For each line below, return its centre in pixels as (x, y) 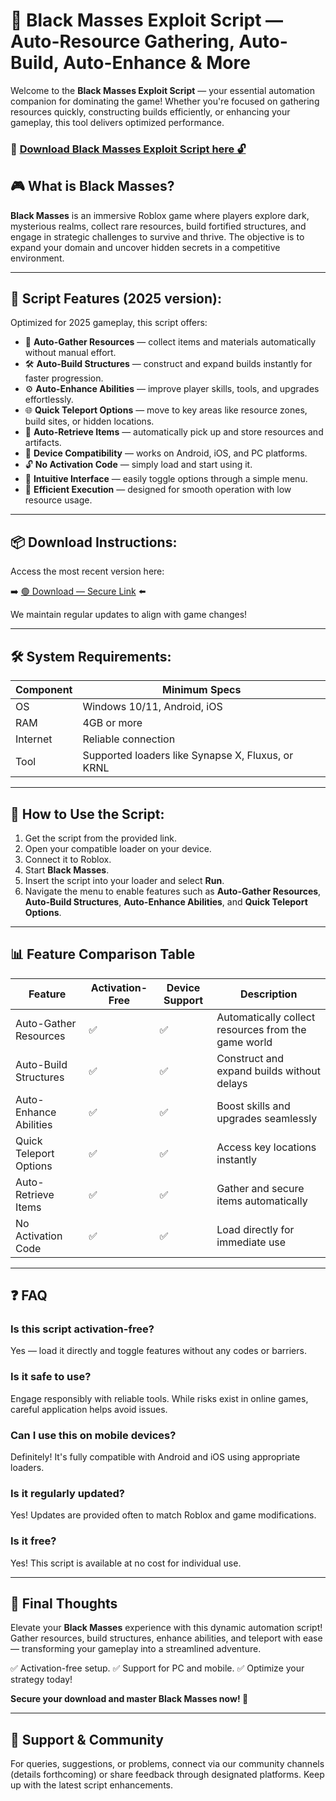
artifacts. (43, 443)
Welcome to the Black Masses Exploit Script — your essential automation (162, 90)
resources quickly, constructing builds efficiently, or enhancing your (150, 111)
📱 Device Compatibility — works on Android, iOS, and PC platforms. (166, 453)
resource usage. (58, 500)
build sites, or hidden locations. (89, 421)
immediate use (251, 1242)
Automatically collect (266, 1017)
